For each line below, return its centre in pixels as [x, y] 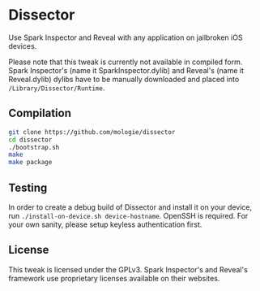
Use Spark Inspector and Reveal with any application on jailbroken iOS [126, 37]
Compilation [40, 113]
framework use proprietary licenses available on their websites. [114, 278]
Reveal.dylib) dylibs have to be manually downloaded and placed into [124, 79]
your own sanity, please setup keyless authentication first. [105, 224]
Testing [28, 187]
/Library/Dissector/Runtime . [57, 88]
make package [30, 163]
